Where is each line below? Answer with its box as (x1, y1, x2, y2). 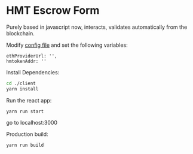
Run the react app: (6, 96, 52, 104)
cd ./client (6, 80, 36, 86)
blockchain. (6, 29, 35, 37)
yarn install (6, 86, 39, 92)
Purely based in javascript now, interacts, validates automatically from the (6, 23, 188, 31)
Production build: (6, 130, 49, 138)
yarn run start (6, 108, 44, 114)
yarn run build (6, 142, 44, 148)
